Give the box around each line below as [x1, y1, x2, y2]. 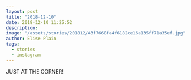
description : [6, 25, 38, 31]
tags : [6, 41, 19, 47]
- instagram [11, 52, 41, 58]
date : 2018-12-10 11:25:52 [6, 19, 73, 25]
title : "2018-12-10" [6, 14, 57, 20]
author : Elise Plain [6, 36, 57, 41]
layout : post [6, 8, 38, 15]
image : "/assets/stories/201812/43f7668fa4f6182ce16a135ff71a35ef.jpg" [6, 30, 186, 36]
